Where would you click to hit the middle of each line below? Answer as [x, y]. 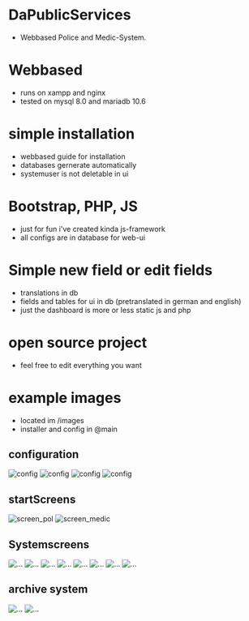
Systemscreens [49, 544]
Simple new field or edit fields [111, 270]
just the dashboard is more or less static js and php [105, 310]
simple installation [72, 134]
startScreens [42, 499]
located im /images [52, 420]
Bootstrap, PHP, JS [73, 206]
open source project [78, 343]
